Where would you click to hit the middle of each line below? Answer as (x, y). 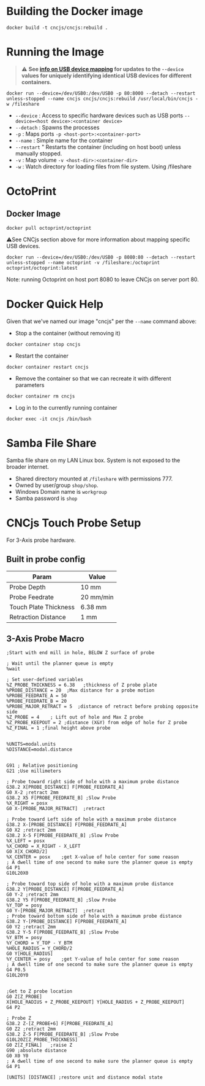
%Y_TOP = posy (24, 905)
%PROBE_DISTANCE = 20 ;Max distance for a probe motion (80, 690)
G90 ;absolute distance (37, 1051)
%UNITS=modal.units (31, 744)
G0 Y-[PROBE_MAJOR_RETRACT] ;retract (56, 911)
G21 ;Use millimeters (34, 771)
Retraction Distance (38, 617)
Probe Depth (28, 587)
